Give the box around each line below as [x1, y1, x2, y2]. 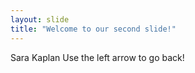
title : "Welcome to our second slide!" [10, 24, 177, 34]
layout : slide [10, 14, 70, 25]
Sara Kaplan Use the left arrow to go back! [10, 51, 185, 63]
